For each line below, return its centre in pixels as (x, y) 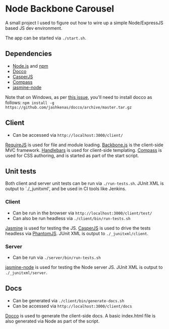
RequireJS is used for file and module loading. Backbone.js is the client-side (84, 145)
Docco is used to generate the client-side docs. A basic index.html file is (80, 315)
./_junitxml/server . (26, 272)
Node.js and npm (30, 66)
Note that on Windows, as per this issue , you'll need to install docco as (79, 97)
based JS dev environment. (34, 28)
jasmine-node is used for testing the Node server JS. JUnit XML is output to (84, 267)
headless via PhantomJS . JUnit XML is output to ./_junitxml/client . (77, 233)
